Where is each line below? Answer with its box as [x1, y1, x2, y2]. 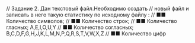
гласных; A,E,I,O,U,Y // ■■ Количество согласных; [6, 24, 134, 31]
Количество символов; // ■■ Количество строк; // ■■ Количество [6, 18, 177, 24]
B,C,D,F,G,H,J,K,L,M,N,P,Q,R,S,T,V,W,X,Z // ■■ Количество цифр [6, 30, 167, 37]
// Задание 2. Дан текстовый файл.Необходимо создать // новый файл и [6, 5, 189, 12]
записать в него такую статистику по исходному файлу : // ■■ [6, 11, 166, 18]
